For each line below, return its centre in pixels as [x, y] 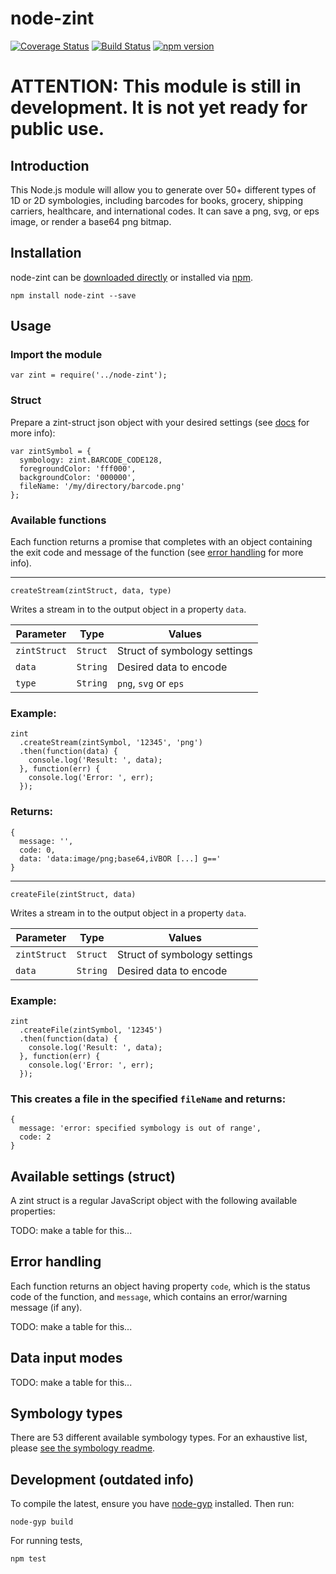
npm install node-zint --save [73, 295]
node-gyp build [42, 1522]
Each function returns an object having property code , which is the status [160, 1286]
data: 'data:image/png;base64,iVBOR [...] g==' [120, 858]
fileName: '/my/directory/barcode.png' [102, 486]
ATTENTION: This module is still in [156, 86]
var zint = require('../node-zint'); [89, 375]
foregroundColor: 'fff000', [78, 468]
